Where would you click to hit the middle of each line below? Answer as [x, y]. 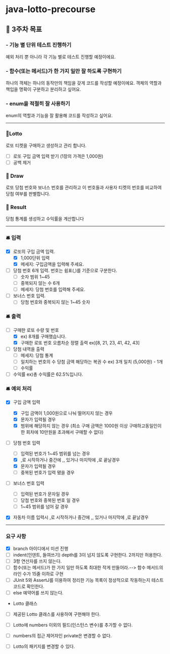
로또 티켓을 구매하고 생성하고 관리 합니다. [46, 145]
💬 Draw [15, 176]
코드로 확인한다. [29, 586]
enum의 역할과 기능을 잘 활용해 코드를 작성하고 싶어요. [59, 116]
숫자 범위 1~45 [35, 277]
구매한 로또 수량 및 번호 [36, 330]
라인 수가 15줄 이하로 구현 [38, 574]
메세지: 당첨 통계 [37, 355]
